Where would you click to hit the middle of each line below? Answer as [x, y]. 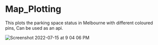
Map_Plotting [33, 9]
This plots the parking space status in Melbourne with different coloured [79, 23]
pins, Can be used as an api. [34, 28]
